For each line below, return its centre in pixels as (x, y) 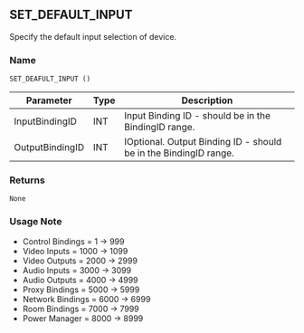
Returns (27, 180)
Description (207, 100)
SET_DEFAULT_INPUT (71, 15)
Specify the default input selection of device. (93, 36)
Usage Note (36, 222)
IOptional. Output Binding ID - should (203, 142)
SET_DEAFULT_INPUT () (50, 79)
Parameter (49, 100)
